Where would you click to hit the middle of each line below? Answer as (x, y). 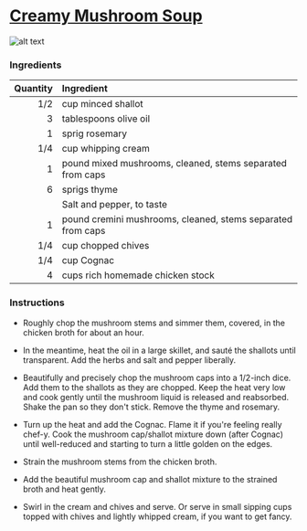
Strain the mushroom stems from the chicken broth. (120, 462)
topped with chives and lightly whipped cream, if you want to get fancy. (157, 516)
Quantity (33, 89)
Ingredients (36, 65)
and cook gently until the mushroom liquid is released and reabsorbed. (156, 397)
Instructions (37, 303)
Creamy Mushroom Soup (106, 16)
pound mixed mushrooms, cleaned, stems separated (175, 164)
